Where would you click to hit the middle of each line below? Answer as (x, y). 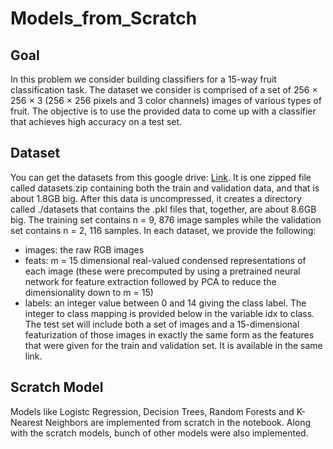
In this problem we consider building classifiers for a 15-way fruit (143, 79)
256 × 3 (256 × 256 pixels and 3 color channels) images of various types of (166, 100)
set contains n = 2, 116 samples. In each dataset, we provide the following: (163, 230)
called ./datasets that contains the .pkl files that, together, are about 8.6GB (163, 209)
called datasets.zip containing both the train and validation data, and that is (165, 188)
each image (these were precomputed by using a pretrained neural (162, 271)
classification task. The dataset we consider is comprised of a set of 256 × (164, 90)
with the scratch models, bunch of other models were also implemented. (159, 433)
